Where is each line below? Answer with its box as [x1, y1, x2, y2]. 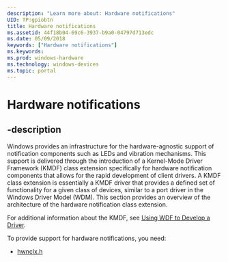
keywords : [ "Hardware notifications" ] [7, 42, 117, 49]
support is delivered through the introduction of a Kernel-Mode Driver [7, 157, 203, 165]
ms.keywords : [7, 49, 44, 55]
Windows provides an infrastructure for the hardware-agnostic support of [7, 142, 214, 150]
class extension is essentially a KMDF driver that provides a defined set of [7, 179, 216, 187]
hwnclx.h [16, 247, 43, 255]
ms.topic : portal [7, 67, 57, 74]
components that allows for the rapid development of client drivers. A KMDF [7, 171, 221, 179]
